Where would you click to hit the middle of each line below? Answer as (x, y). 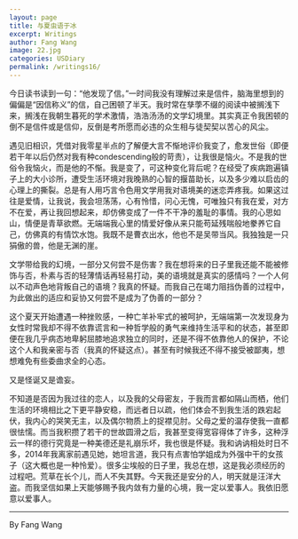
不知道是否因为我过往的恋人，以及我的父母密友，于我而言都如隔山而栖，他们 (149, 398)
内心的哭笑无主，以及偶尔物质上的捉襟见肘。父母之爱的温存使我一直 (157, 420)
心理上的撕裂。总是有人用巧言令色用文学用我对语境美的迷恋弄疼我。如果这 (145, 190)
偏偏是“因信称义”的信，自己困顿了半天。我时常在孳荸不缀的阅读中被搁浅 (141, 104)
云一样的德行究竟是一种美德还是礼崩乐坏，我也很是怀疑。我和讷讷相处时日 (145, 443)
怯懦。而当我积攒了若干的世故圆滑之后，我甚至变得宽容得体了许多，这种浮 (153, 432)
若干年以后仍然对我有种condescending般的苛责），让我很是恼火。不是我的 (145, 156)
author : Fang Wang (43, 42)
